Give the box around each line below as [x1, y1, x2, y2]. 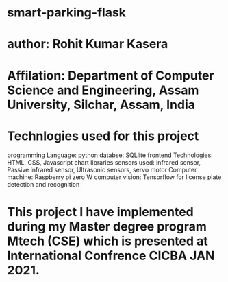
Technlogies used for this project [7, 128, 199, 143]
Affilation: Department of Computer [7, 67, 214, 83]
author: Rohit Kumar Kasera [7, 36, 168, 52]
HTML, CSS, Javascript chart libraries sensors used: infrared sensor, [7, 158, 201, 166]
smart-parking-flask [7, 5, 127, 21]
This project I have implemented [7, 204, 194, 220]
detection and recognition [7, 180, 80, 188]
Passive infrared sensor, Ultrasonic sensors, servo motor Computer [7, 165, 197, 174]
